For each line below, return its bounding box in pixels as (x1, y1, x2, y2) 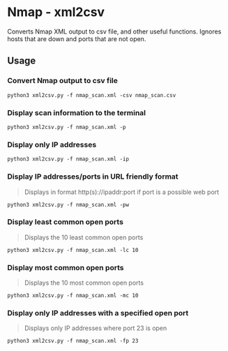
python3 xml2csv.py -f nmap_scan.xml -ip (7, 156, 130, 163)
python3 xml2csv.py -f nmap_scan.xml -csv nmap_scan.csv (7, 91, 176, 98)
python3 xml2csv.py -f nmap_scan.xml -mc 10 (7, 292, 139, 299)
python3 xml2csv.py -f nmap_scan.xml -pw (7, 201, 130, 208)
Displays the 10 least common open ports (24, 233, 144, 241)
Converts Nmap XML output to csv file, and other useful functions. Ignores (7, 27, 222, 36)
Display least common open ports (7, 217, 124, 227)
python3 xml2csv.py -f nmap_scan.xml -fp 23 (7, 338, 139, 345)
